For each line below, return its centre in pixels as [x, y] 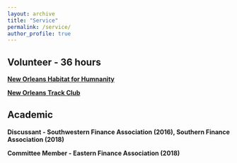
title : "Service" [33, 20]
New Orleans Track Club [44, 93]
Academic [30, 115]
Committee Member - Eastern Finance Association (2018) [94, 153]
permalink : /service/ [39, 27]
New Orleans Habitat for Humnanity [61, 79]
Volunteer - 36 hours [54, 62]
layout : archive [31, 14]
